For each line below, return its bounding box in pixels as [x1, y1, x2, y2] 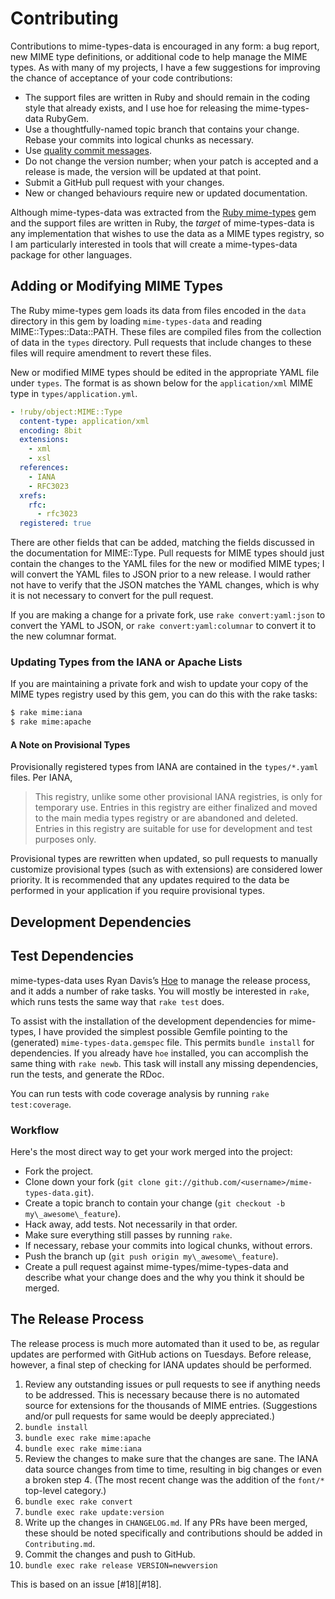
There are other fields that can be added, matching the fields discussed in [10, 537, 315, 549]
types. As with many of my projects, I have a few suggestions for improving [10, 61, 321, 73]
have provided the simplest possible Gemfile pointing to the [43, 1025, 288, 1037]
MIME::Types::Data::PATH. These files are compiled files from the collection [10, 325, 322, 337]
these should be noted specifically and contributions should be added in [24, 1527, 323, 1539]
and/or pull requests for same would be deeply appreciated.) [24, 1410, 276, 1422]
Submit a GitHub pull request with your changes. [24, 176, 225, 188]
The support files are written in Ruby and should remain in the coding [24, 91, 311, 103]
